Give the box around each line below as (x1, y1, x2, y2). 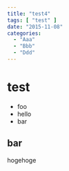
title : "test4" (7, 10, 51, 17)
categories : (7, 29, 41, 37)
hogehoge (7, 156, 37, 164)
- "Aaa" (13, 36, 36, 43)
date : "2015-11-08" (7, 23, 63, 30)
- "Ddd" (13, 50, 36, 57)
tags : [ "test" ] (7, 17, 57, 24)
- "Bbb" (13, 43, 36, 50)
